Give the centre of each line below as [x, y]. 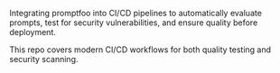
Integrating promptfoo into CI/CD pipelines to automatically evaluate [135, 13]
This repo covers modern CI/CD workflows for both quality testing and [140, 50]
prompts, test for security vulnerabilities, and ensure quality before [134, 23]
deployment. [33, 32]
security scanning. [44, 59]
